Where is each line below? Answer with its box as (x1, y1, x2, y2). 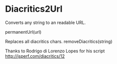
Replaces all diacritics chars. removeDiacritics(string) (5, 38, 113, 44)
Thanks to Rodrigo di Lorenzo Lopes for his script (5, 48, 105, 54)
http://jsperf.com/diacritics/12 (5, 53, 65, 59)
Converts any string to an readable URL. (5, 20, 86, 25)
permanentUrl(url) (5, 29, 42, 35)
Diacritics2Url (5, 3, 63, 15)
